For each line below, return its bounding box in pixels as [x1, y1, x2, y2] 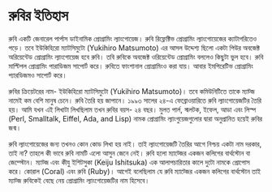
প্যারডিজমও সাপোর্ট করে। [8, 70, 67, 79]
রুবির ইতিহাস [8, 6, 69, 25]
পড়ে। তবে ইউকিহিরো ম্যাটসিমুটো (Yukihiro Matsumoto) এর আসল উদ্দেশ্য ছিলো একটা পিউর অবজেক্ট [8, 43, 261, 53]
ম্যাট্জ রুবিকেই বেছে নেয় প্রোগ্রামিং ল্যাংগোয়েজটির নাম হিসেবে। [8, 175, 150, 185]
